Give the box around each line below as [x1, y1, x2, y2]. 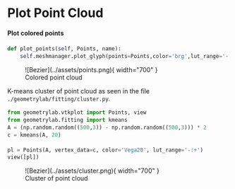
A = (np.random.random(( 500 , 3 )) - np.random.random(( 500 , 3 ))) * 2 [7, 124, 207, 131]
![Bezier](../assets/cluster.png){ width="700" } [25, 166, 160, 175]
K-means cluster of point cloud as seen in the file [7, 87, 150, 96]
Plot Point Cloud [7, 5, 104, 21]
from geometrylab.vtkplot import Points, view [7, 109, 147, 116]
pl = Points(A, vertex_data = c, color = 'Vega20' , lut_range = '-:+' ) [7, 147, 203, 154]
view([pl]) [7, 154, 40, 161]
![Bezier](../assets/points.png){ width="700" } [25, 66, 158, 74]
